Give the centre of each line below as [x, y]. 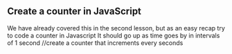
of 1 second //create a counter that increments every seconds [95, 43]
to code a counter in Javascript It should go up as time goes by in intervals [114, 35]
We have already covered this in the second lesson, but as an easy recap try [116, 28]
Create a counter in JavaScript [74, 11]
